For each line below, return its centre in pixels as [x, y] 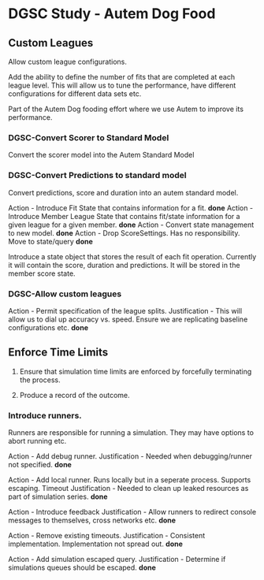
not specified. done [40, 465]
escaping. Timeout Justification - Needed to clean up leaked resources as [128, 488]
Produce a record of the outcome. [74, 395]
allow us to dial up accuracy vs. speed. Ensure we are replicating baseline [128, 319]
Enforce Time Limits [58, 353]
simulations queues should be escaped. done [82, 567]
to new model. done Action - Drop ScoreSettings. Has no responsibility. [124, 232]
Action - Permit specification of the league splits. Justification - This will [125, 310]
